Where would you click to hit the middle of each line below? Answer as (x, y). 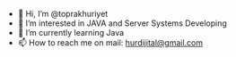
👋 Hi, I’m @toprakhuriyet (63, 14)
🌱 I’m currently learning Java (71, 33)
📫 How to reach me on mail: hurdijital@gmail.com (110, 43)
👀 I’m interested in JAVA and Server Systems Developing (122, 23)
